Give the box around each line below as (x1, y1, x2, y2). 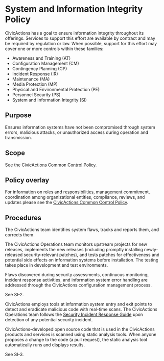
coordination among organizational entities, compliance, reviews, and (5, 194, 145, 200)
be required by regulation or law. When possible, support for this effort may (5, 40, 157, 46)
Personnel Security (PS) (12, 92, 61, 98)
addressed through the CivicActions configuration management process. (5, 282, 152, 288)
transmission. (5, 134, 32, 140)
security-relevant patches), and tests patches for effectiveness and (23, 252, 160, 258)
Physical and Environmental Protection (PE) (12, 86, 100, 92)
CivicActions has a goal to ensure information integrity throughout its (5, 30, 144, 36)
